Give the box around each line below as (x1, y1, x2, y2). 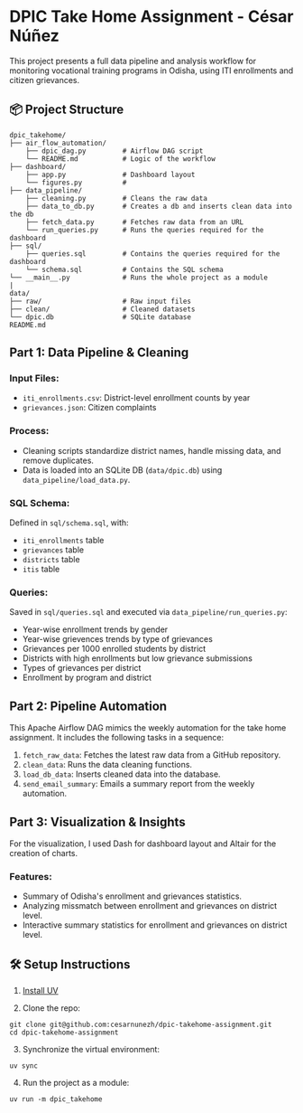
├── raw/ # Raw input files (9, 297, 192, 306)
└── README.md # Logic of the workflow (25, 154, 216, 164)
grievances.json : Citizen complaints (22, 402, 157, 413)
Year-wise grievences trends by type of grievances (22, 634, 214, 645)
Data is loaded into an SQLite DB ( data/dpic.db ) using (22, 464, 223, 476)
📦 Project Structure (9, 102, 124, 118)
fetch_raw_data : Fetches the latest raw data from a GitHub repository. (22, 750, 281, 760)
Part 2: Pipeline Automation (9, 698, 168, 713)
